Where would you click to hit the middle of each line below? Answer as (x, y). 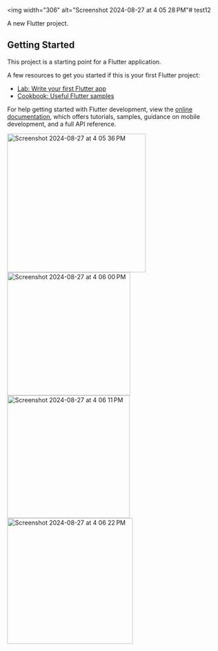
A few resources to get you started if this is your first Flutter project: (103, 75)
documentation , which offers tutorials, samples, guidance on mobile (103, 116)
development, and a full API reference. (62, 124)
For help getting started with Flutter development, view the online (100, 109)
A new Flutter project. (38, 23)
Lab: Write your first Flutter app (62, 88)
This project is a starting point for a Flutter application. (84, 62)
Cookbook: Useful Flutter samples (66, 95)
